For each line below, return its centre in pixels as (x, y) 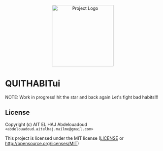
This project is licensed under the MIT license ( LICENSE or (65, 138)
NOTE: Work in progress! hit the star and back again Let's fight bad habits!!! (82, 97)
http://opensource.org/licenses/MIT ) (42, 143)
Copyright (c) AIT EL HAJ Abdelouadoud (46, 124)
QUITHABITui (33, 84)
